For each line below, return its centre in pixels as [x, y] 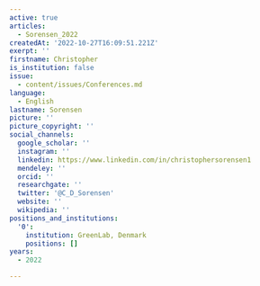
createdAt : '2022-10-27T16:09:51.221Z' [84, 43]
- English [36, 101]
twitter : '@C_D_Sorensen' [66, 193]
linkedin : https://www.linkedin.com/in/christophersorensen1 [134, 160]
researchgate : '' [50, 185]
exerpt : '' [30, 51]
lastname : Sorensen [46, 110]
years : [22, 252]
